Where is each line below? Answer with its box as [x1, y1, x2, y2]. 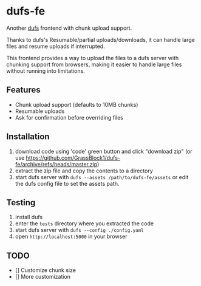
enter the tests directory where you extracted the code [15, 220, 154, 227]
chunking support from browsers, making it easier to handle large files [6, 61, 182, 68]
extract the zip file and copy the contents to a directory [15, 167, 153, 174]
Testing [6, 197, 36, 208]
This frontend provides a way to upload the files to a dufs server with [6, 54, 179, 61]
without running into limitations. [6, 67, 85, 74]
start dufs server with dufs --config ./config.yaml [15, 226, 144, 234]
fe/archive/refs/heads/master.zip [15, 160, 98, 168]
